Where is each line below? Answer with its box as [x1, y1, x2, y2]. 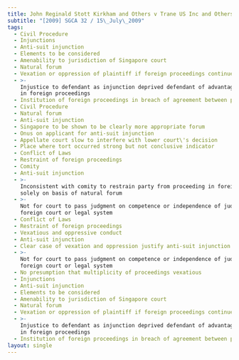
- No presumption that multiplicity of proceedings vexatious [14, 269, 202, 276]
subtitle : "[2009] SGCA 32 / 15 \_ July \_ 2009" [7, 17, 144, 24]
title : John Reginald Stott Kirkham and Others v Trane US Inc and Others [7, 10, 234, 18]
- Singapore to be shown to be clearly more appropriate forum [14, 123, 205, 130]
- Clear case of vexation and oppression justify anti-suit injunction [14, 242, 231, 250]
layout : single [7, 341, 53, 349]
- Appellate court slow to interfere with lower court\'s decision [14, 136, 218, 143]
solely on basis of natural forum [20, 190, 122, 197]
